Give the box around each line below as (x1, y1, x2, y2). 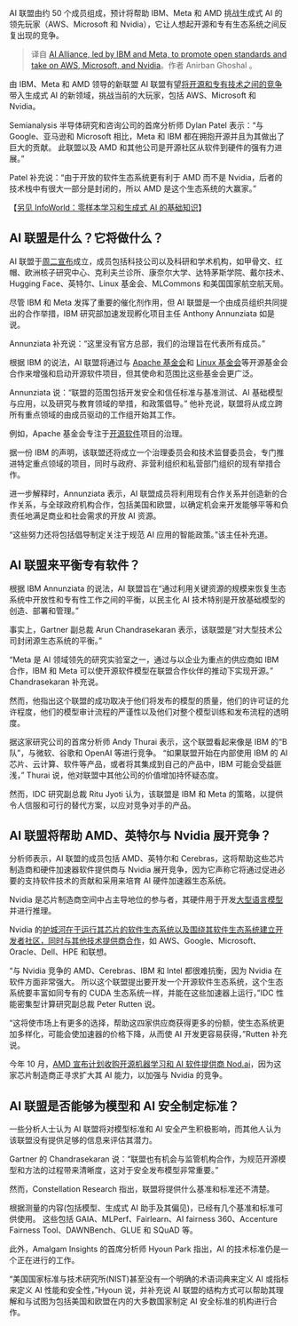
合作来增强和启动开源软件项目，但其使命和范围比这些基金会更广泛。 (9, 368, 258, 379)
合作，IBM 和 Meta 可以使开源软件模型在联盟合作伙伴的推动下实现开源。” (9, 665, 273, 675)
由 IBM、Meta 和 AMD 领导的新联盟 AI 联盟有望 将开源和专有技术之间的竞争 (9, 79, 283, 89)
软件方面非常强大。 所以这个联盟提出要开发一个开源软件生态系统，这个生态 (9, 977, 284, 987)
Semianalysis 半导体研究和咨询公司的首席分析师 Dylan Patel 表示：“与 (9, 120, 264, 131)
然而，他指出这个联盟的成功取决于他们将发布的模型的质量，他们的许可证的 (9, 695, 281, 706)
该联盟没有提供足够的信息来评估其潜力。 (9, 1135, 157, 1146)
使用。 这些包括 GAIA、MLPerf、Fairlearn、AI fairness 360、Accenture (16, 1214, 278, 1225)
